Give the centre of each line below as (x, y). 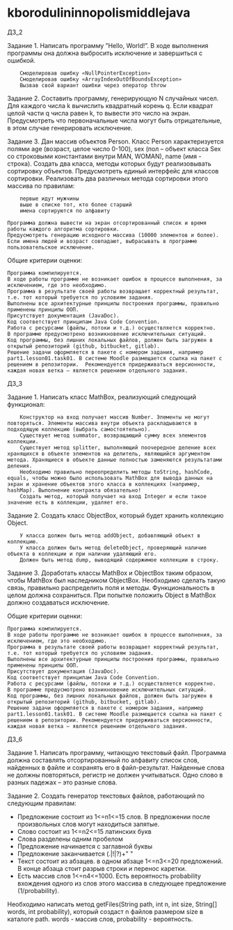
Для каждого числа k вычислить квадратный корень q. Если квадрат (110, 105)
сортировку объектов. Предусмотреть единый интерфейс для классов (113, 171)
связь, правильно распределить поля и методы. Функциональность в (111, 587)
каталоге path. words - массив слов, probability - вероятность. (100, 919)
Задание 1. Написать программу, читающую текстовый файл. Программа (117, 752)
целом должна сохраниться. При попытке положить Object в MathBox (112, 595)
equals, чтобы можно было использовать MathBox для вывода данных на (110, 478)
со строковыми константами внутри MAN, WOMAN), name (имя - (104, 156)
